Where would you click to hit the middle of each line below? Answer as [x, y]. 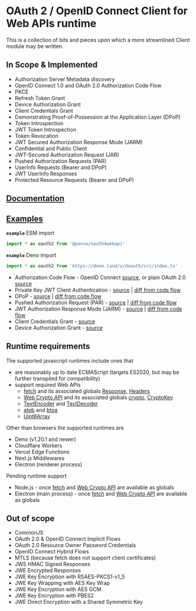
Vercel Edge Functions [42, 452]
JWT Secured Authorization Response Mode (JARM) [79, 142]
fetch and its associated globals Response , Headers [87, 391]
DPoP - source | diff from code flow [58, 296]
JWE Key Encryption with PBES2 [54, 596]
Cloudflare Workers [38, 445]
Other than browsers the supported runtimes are [65, 427]
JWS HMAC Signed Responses [52, 564]
